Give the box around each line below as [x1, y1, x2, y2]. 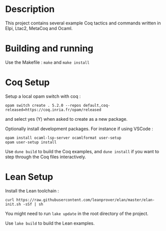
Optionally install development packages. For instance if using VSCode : [5, 126, 154, 132]
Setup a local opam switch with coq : [5, 93, 81, 99]
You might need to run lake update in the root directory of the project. [5, 211, 149, 217]
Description [5, 3, 55, 15]
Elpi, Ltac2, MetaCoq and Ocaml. [5, 25, 73, 31]
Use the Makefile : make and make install [5, 59, 90, 65]
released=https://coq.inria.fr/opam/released [5, 107, 101, 112]
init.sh [5, 202, 21, 207]
